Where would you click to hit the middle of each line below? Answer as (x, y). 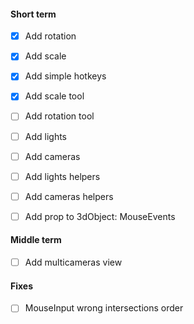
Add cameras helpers (69, 196)
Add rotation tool (59, 116)
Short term (33, 14)
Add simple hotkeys (65, 76)
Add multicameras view (73, 262)
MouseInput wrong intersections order (104, 308)
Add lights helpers (62, 176)
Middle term (36, 240)
